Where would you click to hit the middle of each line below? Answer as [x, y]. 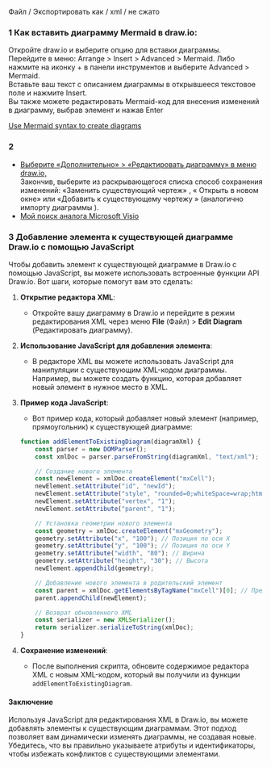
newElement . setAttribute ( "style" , [93, 494]
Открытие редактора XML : [67, 297]
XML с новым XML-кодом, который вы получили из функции [136, 675]
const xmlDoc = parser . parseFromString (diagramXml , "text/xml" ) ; [147, 457]
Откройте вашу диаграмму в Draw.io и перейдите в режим [133, 312]
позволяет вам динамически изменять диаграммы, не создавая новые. [132, 737]
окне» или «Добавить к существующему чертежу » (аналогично [131, 199]
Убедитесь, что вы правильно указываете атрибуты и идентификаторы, [132, 745]
